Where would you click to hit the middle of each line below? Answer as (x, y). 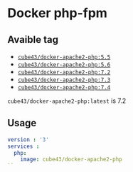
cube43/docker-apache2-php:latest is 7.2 (67, 101)
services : (23, 146)
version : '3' (28, 140)
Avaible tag (33, 40)
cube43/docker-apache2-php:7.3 (64, 80)
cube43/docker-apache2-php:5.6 (64, 65)
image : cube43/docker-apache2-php (71, 160)
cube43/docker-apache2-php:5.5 (64, 57)
